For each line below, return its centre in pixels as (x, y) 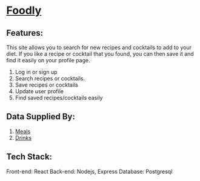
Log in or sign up (36, 72)
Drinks (23, 137)
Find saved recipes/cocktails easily (59, 98)
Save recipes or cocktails (47, 85)
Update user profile (39, 91)
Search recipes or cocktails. (50, 78)
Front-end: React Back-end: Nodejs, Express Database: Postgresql (89, 171)
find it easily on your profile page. (48, 60)
